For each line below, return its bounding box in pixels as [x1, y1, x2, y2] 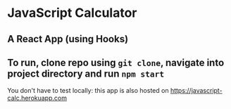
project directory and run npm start [7, 68, 164, 79]
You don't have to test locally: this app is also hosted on [7, 86, 169, 95]
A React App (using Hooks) [7, 33, 129, 45]
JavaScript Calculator [7, 5, 137, 21]
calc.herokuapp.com [7, 94, 67, 103]
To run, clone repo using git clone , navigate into [7, 56, 225, 68]
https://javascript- [170, 86, 223, 95]
